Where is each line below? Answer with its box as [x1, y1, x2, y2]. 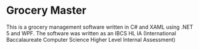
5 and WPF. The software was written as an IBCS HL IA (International [6, 29, 177, 36]
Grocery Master [6, 4, 87, 17]
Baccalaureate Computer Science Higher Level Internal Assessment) [6, 36, 176, 43]
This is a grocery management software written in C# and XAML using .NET [6, 23, 194, 30]
